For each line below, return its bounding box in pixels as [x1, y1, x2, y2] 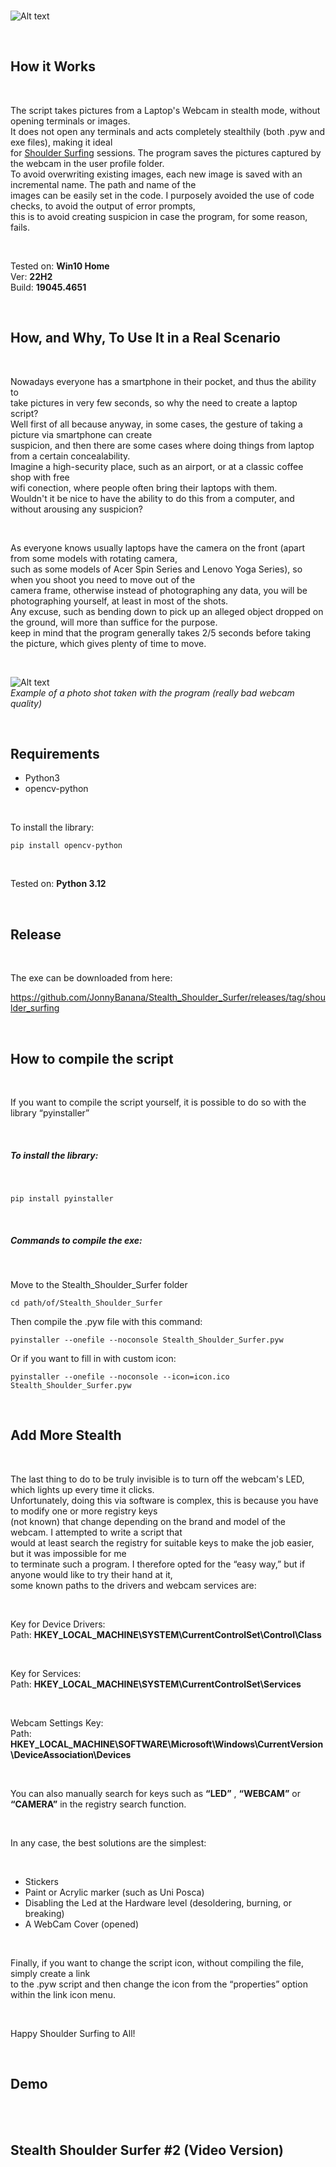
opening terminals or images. [10, 115, 131, 127]
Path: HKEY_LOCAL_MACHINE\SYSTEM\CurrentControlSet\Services [10, 1678, 302, 1690]
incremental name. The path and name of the [10, 178, 197, 190]
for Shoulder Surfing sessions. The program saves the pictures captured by [10, 146, 322, 159]
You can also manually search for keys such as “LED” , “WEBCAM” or [10, 1787, 301, 1799]
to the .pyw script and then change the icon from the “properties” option [10, 1978, 308, 1990]
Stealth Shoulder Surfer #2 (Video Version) [10, 2142, 284, 2159]
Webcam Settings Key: [10, 1716, 104, 1729]
